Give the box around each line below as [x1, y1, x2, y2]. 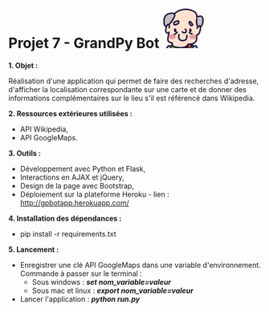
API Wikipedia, [19, 124, 68, 134]
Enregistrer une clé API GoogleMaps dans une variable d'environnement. [19, 260, 261, 269]
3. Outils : [8, 148, 42, 158]
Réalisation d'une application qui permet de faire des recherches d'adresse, [8, 76, 259, 86]
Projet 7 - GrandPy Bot [8, 34, 160, 52]
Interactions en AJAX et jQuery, [19, 172, 124, 182]
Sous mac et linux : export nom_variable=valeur [31, 286, 194, 295]
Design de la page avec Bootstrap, [19, 180, 135, 190]
